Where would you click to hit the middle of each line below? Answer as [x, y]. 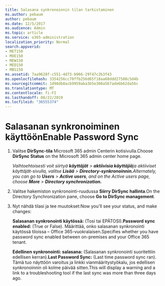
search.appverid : [23, 47]
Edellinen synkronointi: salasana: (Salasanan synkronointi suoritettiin [84, 252]
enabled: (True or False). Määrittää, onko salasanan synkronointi [78, 226]
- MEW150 [14, 61]
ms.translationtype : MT [30, 88]
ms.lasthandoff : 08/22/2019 [34, 97]
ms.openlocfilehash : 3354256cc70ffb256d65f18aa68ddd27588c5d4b [72, 79]
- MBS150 [14, 70]
